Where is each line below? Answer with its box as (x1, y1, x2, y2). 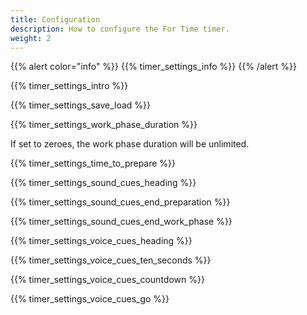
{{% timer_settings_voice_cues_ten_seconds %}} (10, 254, 212, 266)
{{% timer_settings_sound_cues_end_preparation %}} (10, 196, 231, 208)
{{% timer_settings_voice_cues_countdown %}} (10, 274, 205, 286)
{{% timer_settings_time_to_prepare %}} (10, 157, 177, 170)
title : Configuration (10, 14, 101, 25)
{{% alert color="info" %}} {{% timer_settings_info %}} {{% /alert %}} (10, 61, 298, 73)
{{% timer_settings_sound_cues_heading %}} (10, 177, 197, 189)
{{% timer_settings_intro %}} (10, 80, 129, 92)
